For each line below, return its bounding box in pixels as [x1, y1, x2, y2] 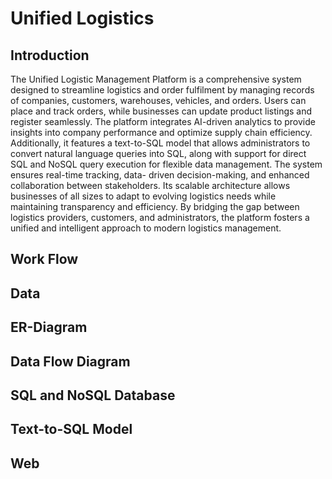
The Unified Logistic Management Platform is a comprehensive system [10, 73, 302, 85]
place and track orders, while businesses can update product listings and [10, 105, 313, 117]
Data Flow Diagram [10, 353, 131, 370]
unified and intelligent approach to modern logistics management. [10, 222, 282, 234]
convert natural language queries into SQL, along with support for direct [10, 148, 307, 159]
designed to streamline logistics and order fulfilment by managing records [10, 84, 315, 96]
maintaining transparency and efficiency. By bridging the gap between [10, 201, 300, 212]
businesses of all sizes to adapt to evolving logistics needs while [10, 190, 277, 202]
